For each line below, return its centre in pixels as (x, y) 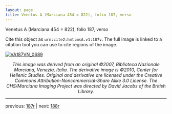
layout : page (19, 10)
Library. (86, 91)
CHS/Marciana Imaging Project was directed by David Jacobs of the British (86, 86)
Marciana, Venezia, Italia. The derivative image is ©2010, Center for (86, 70)
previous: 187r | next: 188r (33, 106)
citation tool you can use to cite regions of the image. (61, 44)
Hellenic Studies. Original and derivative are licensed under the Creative (86, 75)
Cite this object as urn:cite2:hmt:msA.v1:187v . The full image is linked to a (84, 39)
